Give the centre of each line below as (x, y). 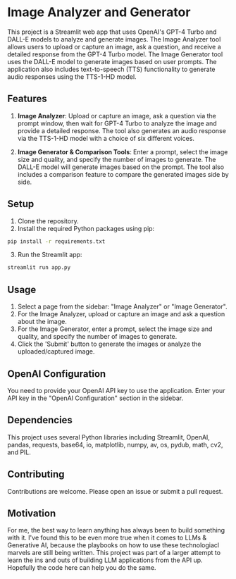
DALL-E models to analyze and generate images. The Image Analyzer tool (114, 39)
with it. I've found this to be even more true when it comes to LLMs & (107, 538)
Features (27, 99)
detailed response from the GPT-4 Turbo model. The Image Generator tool (115, 54)
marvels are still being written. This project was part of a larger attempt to (114, 553)
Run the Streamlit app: (50, 255)
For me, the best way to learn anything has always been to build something (116, 530)
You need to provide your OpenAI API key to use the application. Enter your (116, 390)
